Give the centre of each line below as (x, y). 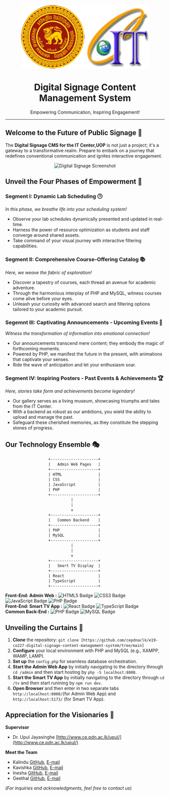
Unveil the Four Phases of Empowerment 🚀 (74, 182)
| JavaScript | (74, 485)
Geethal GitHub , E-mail (36, 778)
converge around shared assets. (46, 235)
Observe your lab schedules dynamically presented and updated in (82, 219)
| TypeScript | (74, 581)
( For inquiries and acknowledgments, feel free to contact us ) (69, 788)
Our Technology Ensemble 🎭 (52, 444)
